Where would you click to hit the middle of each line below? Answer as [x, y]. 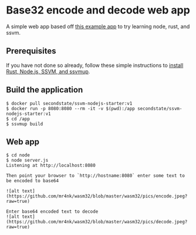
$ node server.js [27, 161]
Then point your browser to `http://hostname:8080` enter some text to [95, 176]
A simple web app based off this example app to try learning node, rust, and [98, 26]
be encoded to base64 [33, 181]
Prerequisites [31, 51]
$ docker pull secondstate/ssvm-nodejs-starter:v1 [69, 103]
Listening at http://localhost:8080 [51, 166]
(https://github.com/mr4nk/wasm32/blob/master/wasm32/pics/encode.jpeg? [97, 196]
